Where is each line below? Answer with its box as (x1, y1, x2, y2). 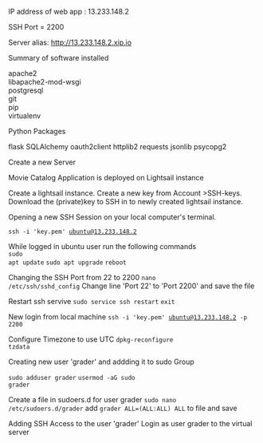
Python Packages (8, 127, 66, 136)
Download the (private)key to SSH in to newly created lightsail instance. (8, 197, 243, 206)
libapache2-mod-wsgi (8, 77, 81, 86)
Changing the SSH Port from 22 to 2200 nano (8, 273, 156, 282)
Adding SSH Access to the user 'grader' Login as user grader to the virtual (8, 419, 253, 428)
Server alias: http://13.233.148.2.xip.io (8, 38, 132, 47)
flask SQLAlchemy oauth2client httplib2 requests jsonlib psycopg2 (8, 142, 227, 151)
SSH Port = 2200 (8, 22, 65, 31)
